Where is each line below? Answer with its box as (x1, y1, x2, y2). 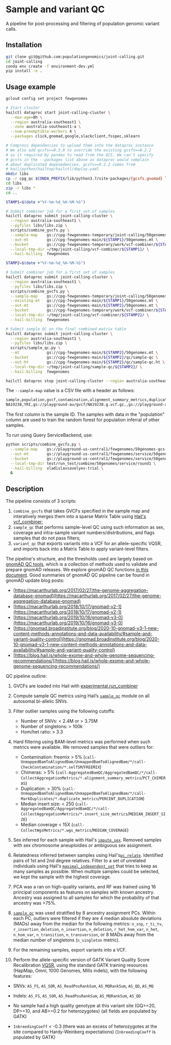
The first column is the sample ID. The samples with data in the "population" (6, 412, 165, 418)
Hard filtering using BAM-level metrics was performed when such (13, 738, 151, 745)
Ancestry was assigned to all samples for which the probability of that (13, 895, 159, 901)
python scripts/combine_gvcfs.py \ (6, 442, 81, 447)
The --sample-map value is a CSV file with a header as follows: (6, 388, 135, 394)
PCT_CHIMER (143, 776, 166, 781)
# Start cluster (6, 105, 40, 110)
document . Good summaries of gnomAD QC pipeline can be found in (6, 572, 150, 578)
